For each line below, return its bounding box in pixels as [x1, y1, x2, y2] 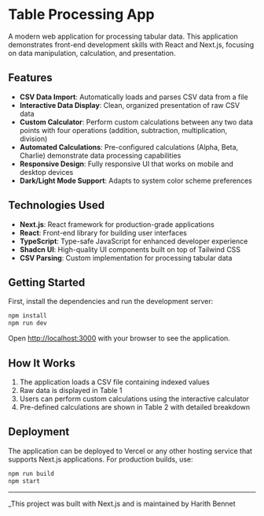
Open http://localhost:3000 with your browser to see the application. [8, 333, 230, 343]
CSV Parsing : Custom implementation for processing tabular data [19, 253, 233, 262]
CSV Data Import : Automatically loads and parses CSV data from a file [19, 92, 249, 102]
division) [19, 134, 48, 143]
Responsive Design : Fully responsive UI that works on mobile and [19, 159, 234, 169]
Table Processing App [8, 6, 155, 24]
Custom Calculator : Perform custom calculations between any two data [19, 117, 253, 127]
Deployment [8, 425, 70, 439]
